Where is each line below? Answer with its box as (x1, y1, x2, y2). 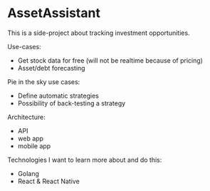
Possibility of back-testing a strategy (17, 98, 126, 108)
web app (17, 134, 44, 143)
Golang (17, 169, 39, 177)
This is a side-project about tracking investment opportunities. (7, 29, 190, 37)
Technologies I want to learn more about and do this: (7, 155, 162, 164)
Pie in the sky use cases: (7, 77, 80, 86)
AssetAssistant (7, 5, 101, 21)
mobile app (17, 141, 51, 150)
